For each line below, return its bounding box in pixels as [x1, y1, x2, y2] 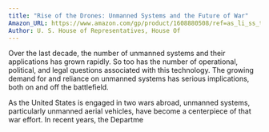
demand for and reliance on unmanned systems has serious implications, [8, 74, 250, 84]
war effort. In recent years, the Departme [8, 115, 144, 125]
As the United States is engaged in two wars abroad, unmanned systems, [8, 98, 251, 108]
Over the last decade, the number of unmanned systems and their [8, 49, 226, 58]
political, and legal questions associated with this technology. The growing [8, 66, 255, 75]
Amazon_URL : [8, 19, 48, 27]
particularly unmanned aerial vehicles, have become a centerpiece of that [8, 106, 252, 116]
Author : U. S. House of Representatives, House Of [8, 26, 181, 34]
